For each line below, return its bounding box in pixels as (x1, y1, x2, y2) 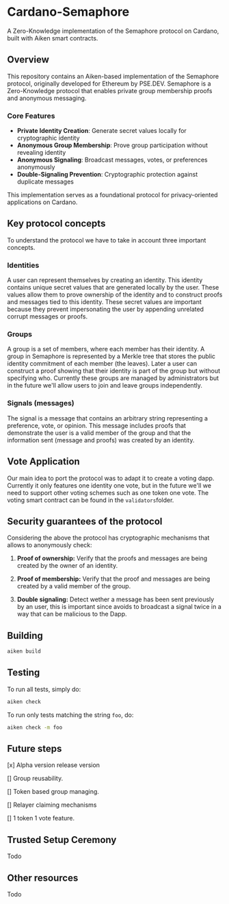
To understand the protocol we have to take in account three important (7, 236, 206, 244)
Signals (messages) (7, 399, 75, 408)
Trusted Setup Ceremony (7, 833, 117, 846)
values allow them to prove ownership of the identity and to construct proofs (7, 290, 223, 299)
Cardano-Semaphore (7, 4, 130, 20)
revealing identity (16, 149, 66, 157)
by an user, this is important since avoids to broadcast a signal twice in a (16, 603, 222, 611)
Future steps (7, 743, 62, 755)
